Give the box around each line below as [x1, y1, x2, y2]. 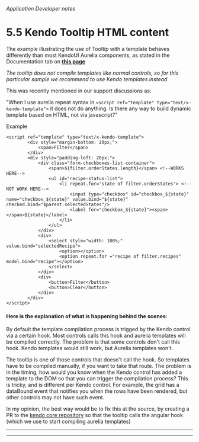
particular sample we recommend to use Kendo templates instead [6, 75, 168, 82]
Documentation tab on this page [6, 57, 86, 65]
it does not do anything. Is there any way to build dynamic [50, 105, 191, 112]
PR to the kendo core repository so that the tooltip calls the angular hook [6, 412, 184, 419]
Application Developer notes [6, 5, 76, 12]
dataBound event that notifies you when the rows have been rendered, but [6, 387, 188, 395]
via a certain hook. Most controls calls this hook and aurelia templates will [6, 332, 186, 339]
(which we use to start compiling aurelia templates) [6, 418, 131, 425]
